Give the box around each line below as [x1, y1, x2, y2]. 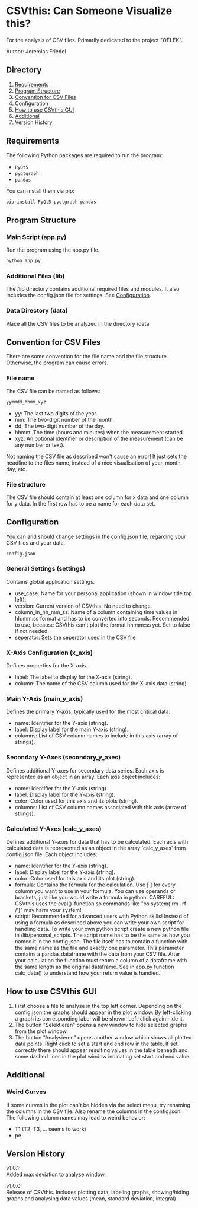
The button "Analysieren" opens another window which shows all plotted [14, 1034, 192, 1041]
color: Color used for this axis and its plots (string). [14, 797, 139, 805]
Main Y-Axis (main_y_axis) [6, 695, 83, 703]
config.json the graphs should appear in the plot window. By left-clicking [14, 1009, 191, 1016]
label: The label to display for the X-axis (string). [14, 673, 132, 681]
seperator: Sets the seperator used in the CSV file [14, 634, 136, 641]
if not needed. [14, 627, 49, 634]
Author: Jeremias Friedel [6, 47, 66, 55]
